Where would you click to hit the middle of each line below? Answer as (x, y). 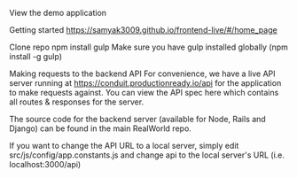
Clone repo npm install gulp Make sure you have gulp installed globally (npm (148, 47)
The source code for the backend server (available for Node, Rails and (137, 119)
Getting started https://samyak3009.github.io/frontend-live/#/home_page (143, 30)
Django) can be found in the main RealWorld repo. (101, 128)
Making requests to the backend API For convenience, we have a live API (142, 74)
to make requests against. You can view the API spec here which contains (144, 93)
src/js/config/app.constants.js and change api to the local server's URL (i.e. (147, 155)
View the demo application (58, 13)
